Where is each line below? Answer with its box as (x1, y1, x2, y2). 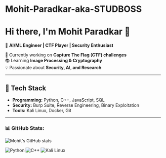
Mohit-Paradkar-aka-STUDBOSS (5, 3, 142, 15)
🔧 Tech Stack (5, 84, 46, 92)
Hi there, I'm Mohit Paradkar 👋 (5, 26, 130, 38)
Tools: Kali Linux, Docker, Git (12, 107, 72, 113)
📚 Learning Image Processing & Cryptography (5, 58, 103, 64)
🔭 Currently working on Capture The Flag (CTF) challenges (5, 52, 127, 58)
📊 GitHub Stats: (5, 124, 44, 131)
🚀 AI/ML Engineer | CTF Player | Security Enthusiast (5, 42, 114, 48)
